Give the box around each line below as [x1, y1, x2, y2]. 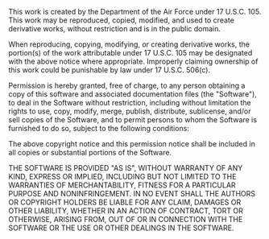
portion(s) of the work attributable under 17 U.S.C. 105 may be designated [8, 48, 253, 57]
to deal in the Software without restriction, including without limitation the [8, 98, 251, 107]
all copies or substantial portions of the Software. [8, 148, 172, 157]
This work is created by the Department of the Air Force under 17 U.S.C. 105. [8, 7, 262, 16]
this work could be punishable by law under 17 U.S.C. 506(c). [8, 65, 211, 75]
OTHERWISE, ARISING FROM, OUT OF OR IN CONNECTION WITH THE [8, 215, 243, 224]
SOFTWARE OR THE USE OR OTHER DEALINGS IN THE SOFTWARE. [8, 223, 234, 233]
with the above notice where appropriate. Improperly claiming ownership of [8, 56, 259, 66]
